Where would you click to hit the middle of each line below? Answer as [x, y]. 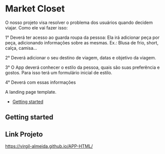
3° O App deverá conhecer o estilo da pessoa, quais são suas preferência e [82, 67]
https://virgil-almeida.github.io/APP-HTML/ [49, 146]
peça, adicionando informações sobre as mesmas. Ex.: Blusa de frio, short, [82, 42]
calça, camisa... [21, 48]
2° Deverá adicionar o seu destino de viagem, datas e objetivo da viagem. [81, 57]
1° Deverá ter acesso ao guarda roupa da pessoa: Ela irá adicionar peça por [82, 37]
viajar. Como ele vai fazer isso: [37, 27]
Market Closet [35, 9]
